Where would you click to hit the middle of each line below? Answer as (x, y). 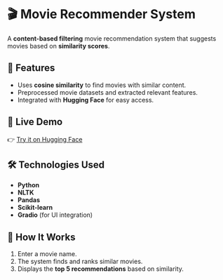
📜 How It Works (41, 237)
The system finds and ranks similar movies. (80, 262)
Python (28, 185)
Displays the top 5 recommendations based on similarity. (101, 269)
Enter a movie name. (47, 254)
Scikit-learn (35, 208)
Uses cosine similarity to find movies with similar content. (102, 85)
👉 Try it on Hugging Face (45, 139)
